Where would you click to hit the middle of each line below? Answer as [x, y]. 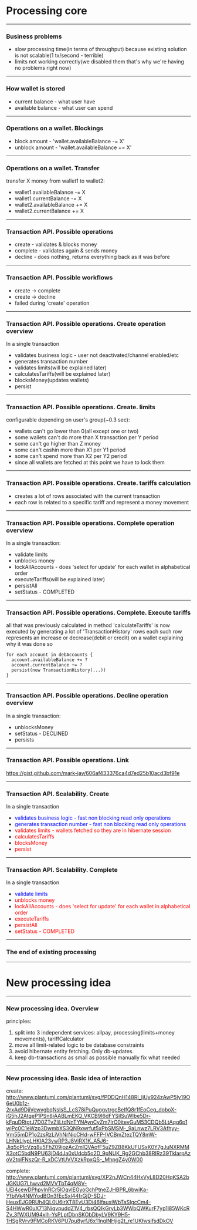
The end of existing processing [51, 952]
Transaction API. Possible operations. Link [67, 760]
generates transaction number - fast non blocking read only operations [100, 824]
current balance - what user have [55, 102]
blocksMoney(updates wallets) [52, 380]
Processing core [47, 11]
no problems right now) [43, 68]
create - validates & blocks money [56, 244]
